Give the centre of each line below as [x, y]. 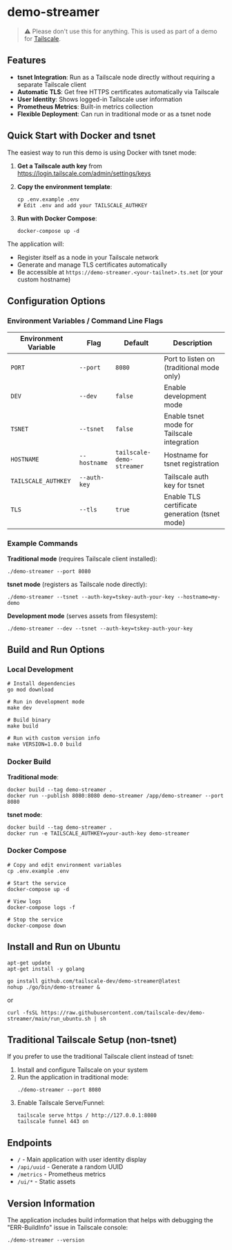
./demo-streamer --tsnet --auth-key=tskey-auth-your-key [91, 597]
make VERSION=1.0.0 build [44, 745]
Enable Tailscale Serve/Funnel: [61, 1103]
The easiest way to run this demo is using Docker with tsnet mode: [102, 152]
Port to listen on [190, 359]
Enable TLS [183, 497]
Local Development [40, 669]
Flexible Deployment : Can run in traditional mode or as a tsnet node [114, 114]
